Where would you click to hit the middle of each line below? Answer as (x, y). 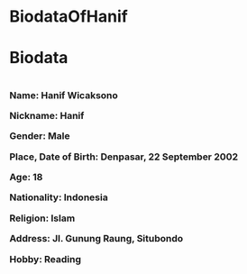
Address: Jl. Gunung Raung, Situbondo (96, 239)
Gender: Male (40, 136)
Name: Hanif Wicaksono (64, 95)
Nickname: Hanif (47, 115)
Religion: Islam (42, 218)
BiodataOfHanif (69, 17)
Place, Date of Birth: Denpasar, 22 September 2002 (124, 157)
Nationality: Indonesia (59, 197)
